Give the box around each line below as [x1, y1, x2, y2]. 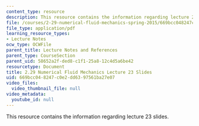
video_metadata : [6, 91, 46, 97]
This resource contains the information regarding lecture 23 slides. [6, 113, 169, 120]
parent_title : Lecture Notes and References [6, 47, 118, 53]
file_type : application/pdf [6, 25, 76, 31]
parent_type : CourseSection [6, 53, 76, 59]
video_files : [6, 80, 38, 86]
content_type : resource [6, 8, 65, 15]
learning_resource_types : [6, 31, 70, 37]
